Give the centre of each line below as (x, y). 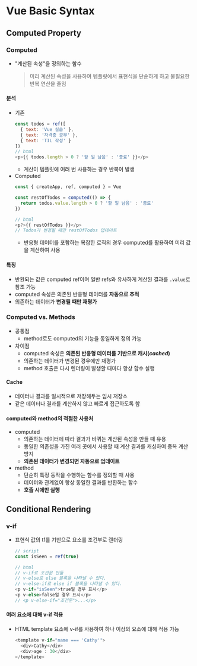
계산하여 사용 (45, 250)
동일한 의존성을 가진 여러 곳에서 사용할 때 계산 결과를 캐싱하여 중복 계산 (106, 446)
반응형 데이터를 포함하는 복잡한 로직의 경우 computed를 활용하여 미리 (104, 243)
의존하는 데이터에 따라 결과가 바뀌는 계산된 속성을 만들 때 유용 (95, 439)
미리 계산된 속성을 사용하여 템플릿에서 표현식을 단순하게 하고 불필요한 (109, 76)
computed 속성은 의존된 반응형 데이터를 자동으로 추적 (77, 294)
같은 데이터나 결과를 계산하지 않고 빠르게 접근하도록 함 (77, 404)
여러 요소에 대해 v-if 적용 (35, 615)
